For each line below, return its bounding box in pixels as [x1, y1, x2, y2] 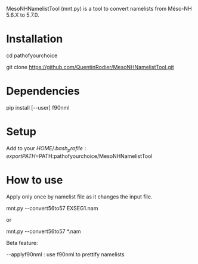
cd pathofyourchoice [6, 52, 58, 59]
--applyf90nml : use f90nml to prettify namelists [6, 250, 125, 258]
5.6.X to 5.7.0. [6, 11, 40, 18]
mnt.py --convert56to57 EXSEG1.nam [6, 204, 98, 212]
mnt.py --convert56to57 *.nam [6, 228, 81, 235]
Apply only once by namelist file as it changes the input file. [6, 193, 153, 200]
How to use [6, 173, 63, 187]
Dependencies [6, 85, 80, 98]
